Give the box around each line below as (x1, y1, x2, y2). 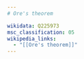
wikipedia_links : (7, 35, 57, 42)
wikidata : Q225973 (7, 22, 59, 29)
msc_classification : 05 (7, 29, 75, 36)
